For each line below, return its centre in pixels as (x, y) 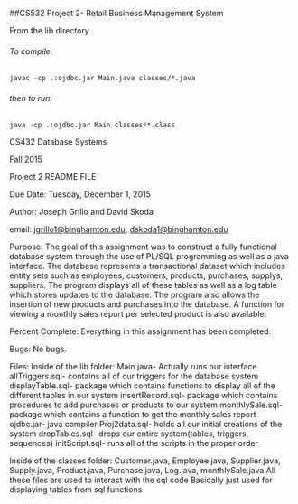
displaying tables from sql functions (76, 490)
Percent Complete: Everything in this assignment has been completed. (140, 331)
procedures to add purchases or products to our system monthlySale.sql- (146, 405)
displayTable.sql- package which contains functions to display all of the (142, 386)
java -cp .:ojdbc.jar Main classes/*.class (93, 126)
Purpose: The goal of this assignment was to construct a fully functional (143, 247)
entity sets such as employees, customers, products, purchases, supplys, (146, 275)
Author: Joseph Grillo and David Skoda (81, 212)
